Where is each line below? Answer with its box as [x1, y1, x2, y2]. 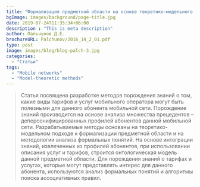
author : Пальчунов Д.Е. [6, 31, 65, 37]
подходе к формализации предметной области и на [51, 130, 184, 137]
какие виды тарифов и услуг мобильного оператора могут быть [20, 98, 185, 105]
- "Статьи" [11, 59, 39, 65]
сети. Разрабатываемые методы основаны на [20, 124, 138, 131]
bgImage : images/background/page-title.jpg [6, 14, 116, 20]
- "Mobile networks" [11, 70, 62, 76]
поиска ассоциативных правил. [20, 174, 101, 182]
